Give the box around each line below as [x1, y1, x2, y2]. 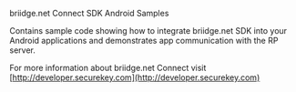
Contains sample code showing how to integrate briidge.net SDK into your [9, 26, 288, 36]
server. [9, 45, 36, 56]
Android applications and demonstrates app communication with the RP [9, 36, 279, 46]
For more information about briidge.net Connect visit [9, 63, 207, 73]
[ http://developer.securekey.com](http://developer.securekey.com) [9, 72, 260, 83]
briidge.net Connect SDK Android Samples [9, 8, 169, 18]
